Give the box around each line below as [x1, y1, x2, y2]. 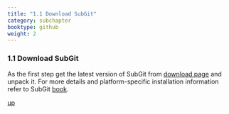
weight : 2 [7, 30, 37, 38]
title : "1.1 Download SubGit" [7, 10, 97, 18]
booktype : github [7, 23, 59, 30]
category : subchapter [7, 17, 72, 24]
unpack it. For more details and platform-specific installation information [7, 77, 219, 86]
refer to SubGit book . [7, 84, 69, 93]
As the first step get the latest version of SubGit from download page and [7, 69, 222, 78]
